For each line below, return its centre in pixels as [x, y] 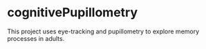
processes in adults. [36, 38]
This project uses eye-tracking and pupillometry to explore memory [103, 31]
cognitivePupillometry [73, 13]
